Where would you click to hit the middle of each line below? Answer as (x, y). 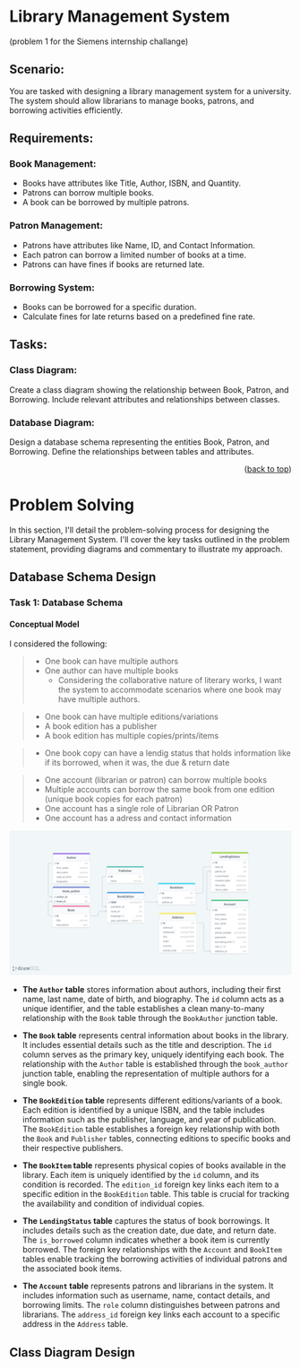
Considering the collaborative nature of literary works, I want (170, 680)
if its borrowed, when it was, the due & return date (137, 763)
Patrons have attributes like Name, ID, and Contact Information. (138, 245)
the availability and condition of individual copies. (113, 1204)
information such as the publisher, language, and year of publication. (149, 1120)
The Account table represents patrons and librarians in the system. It (148, 1286)
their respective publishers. (73, 1148)
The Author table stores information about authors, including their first (151, 990)
